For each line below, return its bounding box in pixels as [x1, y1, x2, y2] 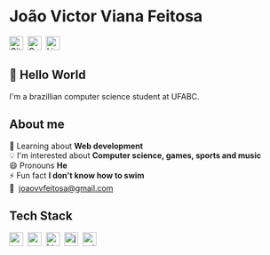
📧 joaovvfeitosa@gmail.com [9, 182, 114, 193]
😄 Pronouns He [9, 160, 68, 171]
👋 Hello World [9, 68, 86, 83]
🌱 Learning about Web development [9, 140, 144, 151]
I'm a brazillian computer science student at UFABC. [9, 91, 200, 101]
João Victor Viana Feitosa [9, 6, 203, 27]
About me [9, 117, 65, 132]
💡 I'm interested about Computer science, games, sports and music [9, 149, 262, 161]
